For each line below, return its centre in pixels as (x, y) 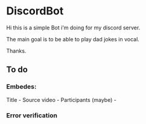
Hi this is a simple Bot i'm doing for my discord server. (73, 28)
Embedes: (21, 87)
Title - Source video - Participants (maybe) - (61, 99)
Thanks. (16, 51)
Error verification (32, 115)
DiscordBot (35, 11)
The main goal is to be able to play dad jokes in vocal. (73, 39)
